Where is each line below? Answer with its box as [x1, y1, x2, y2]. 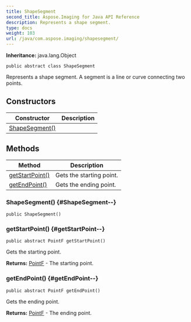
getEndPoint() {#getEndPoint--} [6, 275, 99, 283]
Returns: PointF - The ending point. [6, 309, 92, 316]
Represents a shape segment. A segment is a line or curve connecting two [6, 74, 185, 80]
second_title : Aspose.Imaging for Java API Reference [6, 14, 140, 20]
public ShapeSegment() [6, 211, 61, 217]
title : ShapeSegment [6, 8, 57, 15]
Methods [6, 144, 40, 154]
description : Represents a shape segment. [6, 19, 111, 25]
